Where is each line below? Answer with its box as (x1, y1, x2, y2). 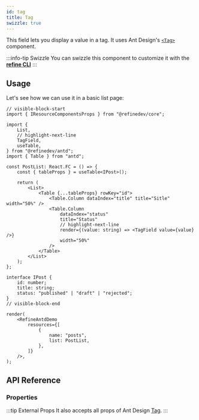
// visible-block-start (6, 106, 66, 112)
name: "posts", (49, 332, 87, 339)
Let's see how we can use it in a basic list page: (6, 94, 124, 102)
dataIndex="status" (59, 211, 109, 217)
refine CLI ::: (6, 61, 37, 68)
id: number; (17, 280, 47, 286)
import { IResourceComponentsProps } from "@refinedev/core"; (6, 111, 165, 117)
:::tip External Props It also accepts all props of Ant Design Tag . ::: (6, 407, 168, 414)
